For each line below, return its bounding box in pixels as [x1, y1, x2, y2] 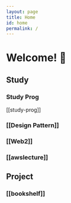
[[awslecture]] [6, 153, 49, 161]
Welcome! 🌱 [6, 51, 67, 64]
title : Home [6, 14, 35, 20]
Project [6, 171, 34, 182]
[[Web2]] [6, 137, 33, 145]
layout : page [6, 8, 38, 15]
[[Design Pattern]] [6, 121, 59, 130]
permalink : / [6, 25, 38, 32]
